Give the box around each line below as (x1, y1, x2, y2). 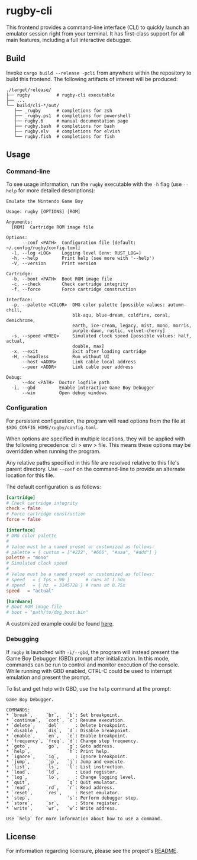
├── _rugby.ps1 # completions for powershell (14, 112, 131, 119)
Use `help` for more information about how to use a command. (6, 816, 163, 822)
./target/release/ (6, 87, 51, 93)
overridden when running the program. (6, 447, 101, 455)
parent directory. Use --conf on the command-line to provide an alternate (6, 465, 185, 472)
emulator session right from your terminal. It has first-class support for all (6, 30, 185, 37)
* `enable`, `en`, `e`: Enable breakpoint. (6, 733, 128, 739)
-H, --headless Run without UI (11, 354, 110, 360)
